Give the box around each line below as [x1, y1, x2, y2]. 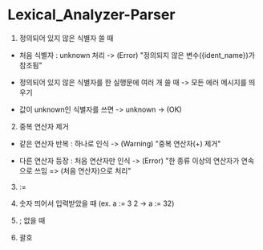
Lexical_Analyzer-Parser [7, 6, 176, 24]
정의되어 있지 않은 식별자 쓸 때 [18, 33, 114, 43]
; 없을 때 [18, 215, 46, 225]
